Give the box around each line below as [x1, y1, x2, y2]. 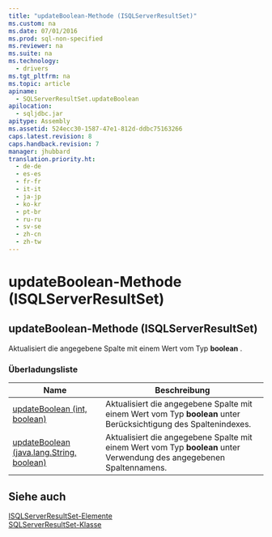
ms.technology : [8, 58, 60, 66]
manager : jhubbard [8, 147, 70, 156]
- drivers [15, 65, 49, 73]
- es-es [15, 170, 42, 178]
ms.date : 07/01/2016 [8, 27, 79, 35]
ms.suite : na [8, 49, 53, 58]
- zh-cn [15, 230, 42, 239]
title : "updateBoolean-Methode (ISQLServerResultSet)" [8, 11, 198, 20]
